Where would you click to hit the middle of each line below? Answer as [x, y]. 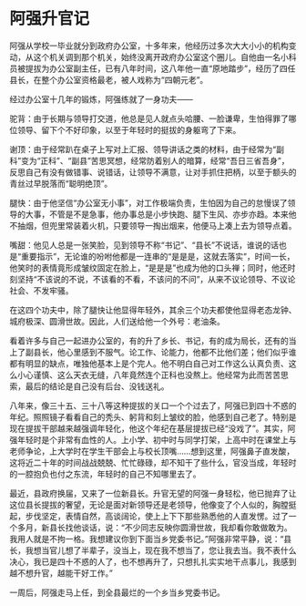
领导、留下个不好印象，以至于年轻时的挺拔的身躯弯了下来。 [129, 129]
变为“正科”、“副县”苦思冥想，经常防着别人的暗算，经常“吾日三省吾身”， [155, 160]
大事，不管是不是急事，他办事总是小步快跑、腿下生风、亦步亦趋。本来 [157, 214]
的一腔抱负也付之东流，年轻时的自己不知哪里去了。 [105, 474]
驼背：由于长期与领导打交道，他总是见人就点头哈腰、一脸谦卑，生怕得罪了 [149, 118]
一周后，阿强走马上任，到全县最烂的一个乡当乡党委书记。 [117, 592]
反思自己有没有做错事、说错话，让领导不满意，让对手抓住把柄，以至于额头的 [153, 172]
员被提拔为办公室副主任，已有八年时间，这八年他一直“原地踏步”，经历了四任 [153, 68]
